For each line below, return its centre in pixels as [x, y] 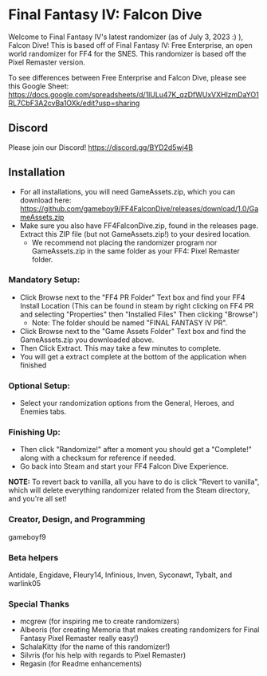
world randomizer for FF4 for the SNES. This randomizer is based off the [128, 53]
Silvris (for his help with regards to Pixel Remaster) [103, 655]
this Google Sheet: [39, 86]
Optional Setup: [39, 386]
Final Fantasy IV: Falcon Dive [105, 15]
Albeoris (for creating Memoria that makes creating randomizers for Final [139, 630]
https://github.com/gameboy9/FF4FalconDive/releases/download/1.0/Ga [139, 208]
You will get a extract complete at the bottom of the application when [133, 356]
